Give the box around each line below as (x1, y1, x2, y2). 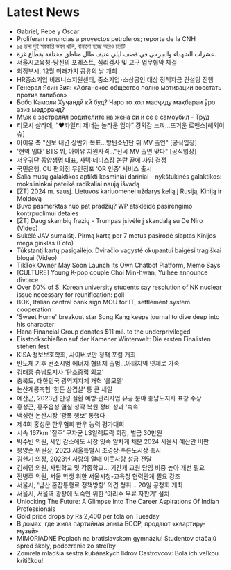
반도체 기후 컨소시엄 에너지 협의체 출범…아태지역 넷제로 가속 (16, 359, 180, 367)
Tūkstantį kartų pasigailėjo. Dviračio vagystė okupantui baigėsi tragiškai (16, 246, 222, 254)
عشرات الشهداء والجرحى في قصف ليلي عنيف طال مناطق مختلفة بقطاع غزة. (16, 49, 216, 58)
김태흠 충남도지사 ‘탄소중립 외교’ (16, 368, 104, 376)
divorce (16, 275, 39, 284)
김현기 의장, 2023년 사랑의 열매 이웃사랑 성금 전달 (16, 455, 152, 463)
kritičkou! (16, 556, 44, 564)
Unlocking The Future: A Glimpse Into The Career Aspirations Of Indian (16, 497, 219, 505)
